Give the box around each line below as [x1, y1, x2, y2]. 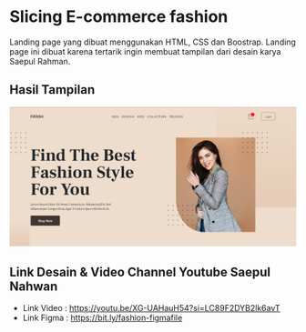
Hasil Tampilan [9, 82, 96, 97]
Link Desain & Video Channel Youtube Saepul [9, 264, 271, 279]
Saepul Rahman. [9, 55, 71, 66]
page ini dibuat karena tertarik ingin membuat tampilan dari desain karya [9, 45, 281, 56]
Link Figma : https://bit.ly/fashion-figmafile [22, 312, 183, 324]
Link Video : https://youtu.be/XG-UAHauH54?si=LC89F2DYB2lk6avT [22, 303, 280, 314]
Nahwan [9, 278, 58, 294]
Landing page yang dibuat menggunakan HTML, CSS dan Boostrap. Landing [9, 36, 296, 47]
